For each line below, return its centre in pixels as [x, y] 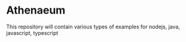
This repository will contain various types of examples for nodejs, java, [93, 27]
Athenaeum [36, 10]
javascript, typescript [32, 33]
